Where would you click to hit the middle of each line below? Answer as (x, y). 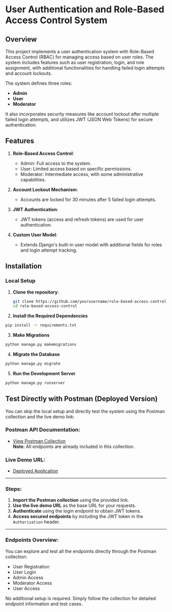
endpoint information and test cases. (44, 604)
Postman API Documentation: (43, 430)
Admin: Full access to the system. (56, 163)
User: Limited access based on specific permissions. (76, 169)
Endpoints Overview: (32, 540)
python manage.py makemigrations (41, 344)
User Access (26, 588)
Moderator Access (32, 583)
